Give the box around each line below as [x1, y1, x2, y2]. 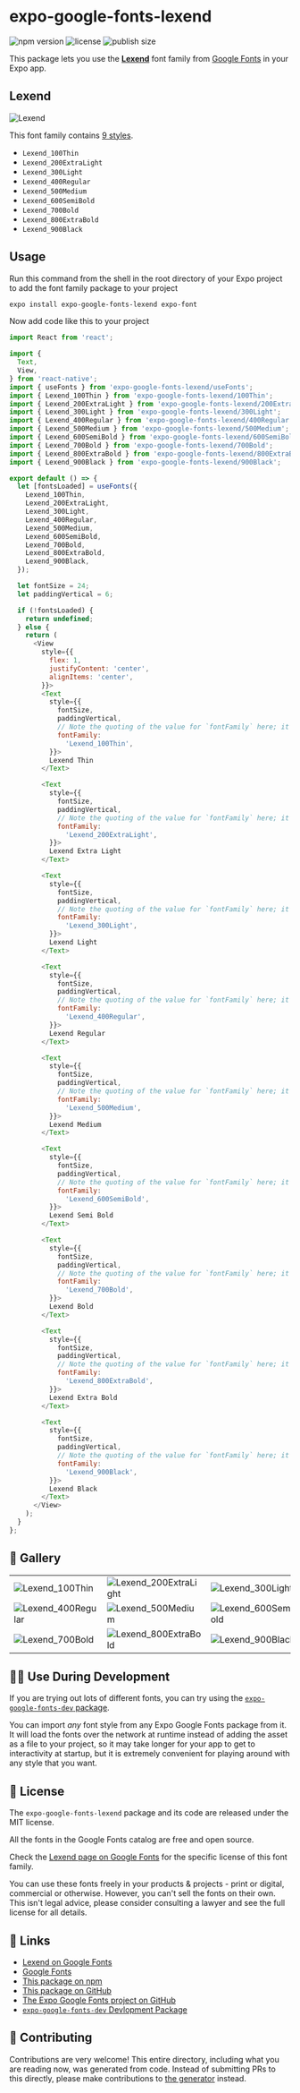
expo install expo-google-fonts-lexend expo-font [9, 300, 198, 309]
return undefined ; [25, 614, 94, 623]
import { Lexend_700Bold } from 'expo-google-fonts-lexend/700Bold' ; [9, 440, 274, 449]
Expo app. [9, 63, 47, 73]
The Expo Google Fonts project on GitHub [21, 1995, 176, 2006]
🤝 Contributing [9, 2030, 93, 2046]
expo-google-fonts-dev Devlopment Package [21, 2004, 187, 2015]
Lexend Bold [48, 1303, 94, 1311]
